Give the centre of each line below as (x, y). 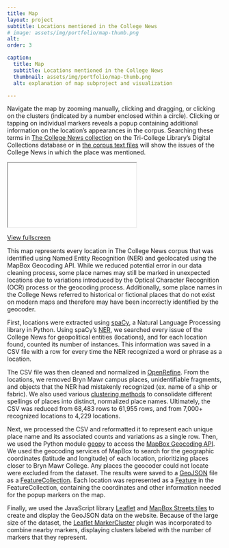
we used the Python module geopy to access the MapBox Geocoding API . (111, 444)
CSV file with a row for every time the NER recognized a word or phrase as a (114, 352)
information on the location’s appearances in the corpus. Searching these (110, 130)
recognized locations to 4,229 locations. (64, 416)
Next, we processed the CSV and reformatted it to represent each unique (110, 429)
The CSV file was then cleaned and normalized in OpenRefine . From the (108, 372)
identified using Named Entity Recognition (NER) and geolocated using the (112, 259)
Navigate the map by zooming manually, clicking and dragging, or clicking (111, 109)
